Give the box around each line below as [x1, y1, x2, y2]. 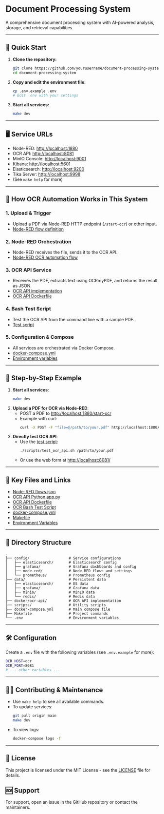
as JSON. [12, 283, 32, 289]
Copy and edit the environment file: [12, 79, 86, 85]
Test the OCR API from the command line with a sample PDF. [12, 316, 135, 322]
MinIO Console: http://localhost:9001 [12, 155, 87, 161]
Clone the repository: [12, 56, 57, 62]
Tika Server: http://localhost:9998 [12, 171, 81, 177]
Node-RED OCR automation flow [12, 254, 78, 260]
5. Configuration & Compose [5, 334, 74, 341]
